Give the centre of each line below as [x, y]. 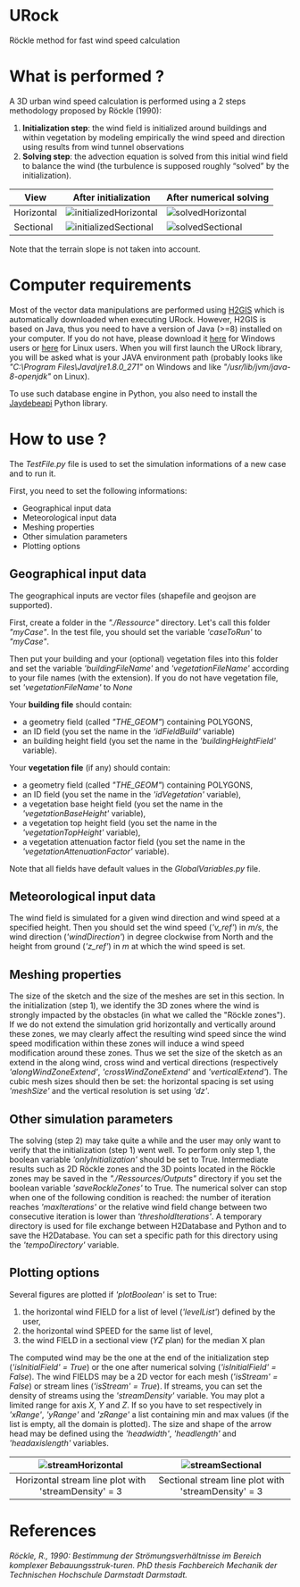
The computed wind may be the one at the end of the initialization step [139, 1357]
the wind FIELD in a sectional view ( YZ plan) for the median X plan [144, 1340]
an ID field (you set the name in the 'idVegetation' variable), [131, 794]
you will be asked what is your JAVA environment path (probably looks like [146, 357]
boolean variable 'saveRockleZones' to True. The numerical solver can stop [148, 1188]
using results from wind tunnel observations [103, 146]
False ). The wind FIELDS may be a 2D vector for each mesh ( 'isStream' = [144, 1376]
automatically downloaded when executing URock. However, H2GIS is [137, 319]
